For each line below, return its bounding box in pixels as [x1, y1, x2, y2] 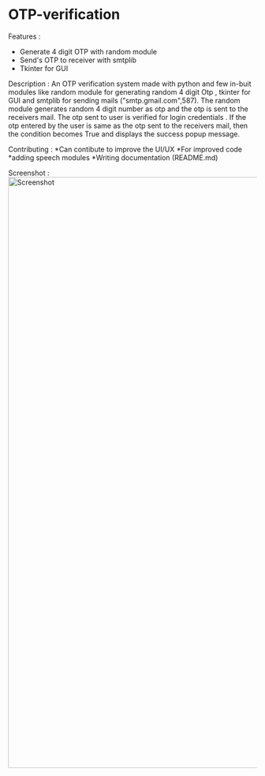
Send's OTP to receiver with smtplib [19, 55, 136, 65]
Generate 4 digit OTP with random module [19, 47, 158, 56]
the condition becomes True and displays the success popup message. [8, 129, 241, 139]
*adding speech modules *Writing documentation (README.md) [8, 152, 218, 162]
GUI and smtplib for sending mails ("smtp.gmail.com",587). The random [8, 95, 241, 105]
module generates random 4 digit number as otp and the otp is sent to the [8, 104, 248, 114]
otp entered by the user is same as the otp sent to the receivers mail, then [8, 121, 248, 130]
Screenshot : [8, 168, 50, 177]
